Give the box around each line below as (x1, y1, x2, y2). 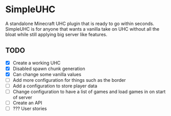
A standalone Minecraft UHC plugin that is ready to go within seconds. (5, 20, 155, 27)
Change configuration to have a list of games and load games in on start (12, 88, 166, 95)
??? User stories (12, 106, 47, 112)
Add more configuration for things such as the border (12, 77, 126, 83)
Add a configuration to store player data (12, 83, 98, 89)
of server (12, 95, 32, 101)
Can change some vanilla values (12, 71, 82, 77)
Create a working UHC (12, 60, 61, 66)
